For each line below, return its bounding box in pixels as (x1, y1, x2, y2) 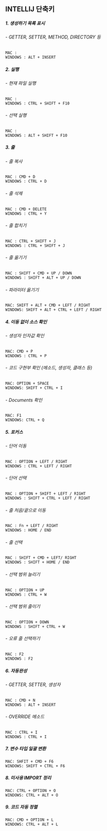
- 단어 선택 (5, 475, 27, 481)
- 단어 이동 (5, 443, 27, 449)
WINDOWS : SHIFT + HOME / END (5, 560, 70, 565)
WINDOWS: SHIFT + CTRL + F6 (5, 763, 66, 768)
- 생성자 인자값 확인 (5, 333, 45, 339)
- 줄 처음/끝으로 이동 (5, 507, 46, 513)
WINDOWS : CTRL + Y (5, 211, 47, 216)
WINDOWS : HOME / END (5, 528, 52, 533)
